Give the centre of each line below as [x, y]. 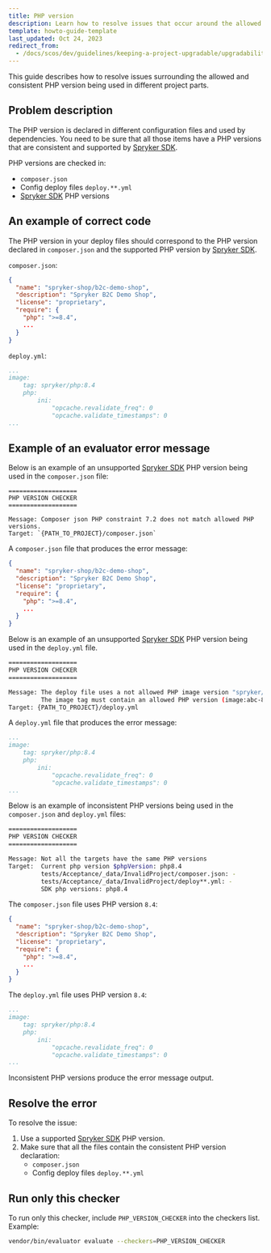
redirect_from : [34, 46]
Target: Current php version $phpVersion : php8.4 [95, 866]
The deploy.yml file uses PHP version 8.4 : [78, 995]
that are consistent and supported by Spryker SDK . [93, 147]
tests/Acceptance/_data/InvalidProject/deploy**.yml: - [136, 881]
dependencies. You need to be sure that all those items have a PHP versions [135, 138]
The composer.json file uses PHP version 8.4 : [83, 904]
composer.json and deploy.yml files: [67, 814]
